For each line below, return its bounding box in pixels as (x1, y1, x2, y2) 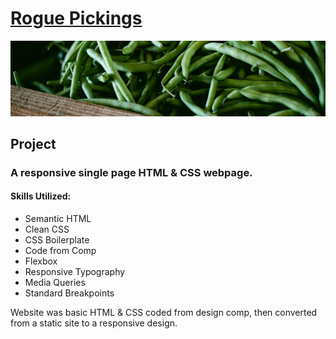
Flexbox (24, 255, 58, 267)
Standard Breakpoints (24, 287, 115, 299)
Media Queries (24, 277, 86, 289)
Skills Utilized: (10, 190, 72, 202)
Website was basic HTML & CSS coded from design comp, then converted (10, 307, 318, 319)
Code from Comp (24, 245, 97, 257)
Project (10, 135, 57, 152)
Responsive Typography (24, 266, 126, 278)
